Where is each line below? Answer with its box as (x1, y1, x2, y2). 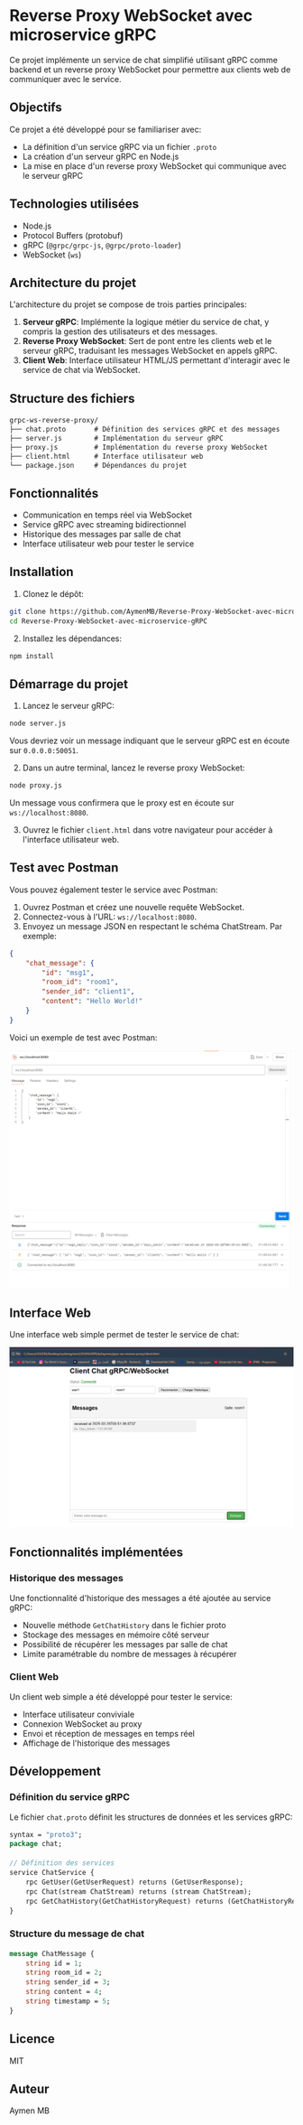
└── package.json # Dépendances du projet (9, 461, 188, 471)
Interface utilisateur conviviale (22, 1709, 135, 1720)
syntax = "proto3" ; (9, 1830, 83, 1839)
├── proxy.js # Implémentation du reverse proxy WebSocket (9, 443, 269, 452)
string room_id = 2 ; (25, 1968, 103, 1978)
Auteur (9, 2082, 50, 2097)
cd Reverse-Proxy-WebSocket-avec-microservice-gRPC (9, 616, 207, 626)
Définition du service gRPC (9, 1791, 131, 1803)
